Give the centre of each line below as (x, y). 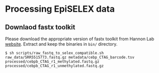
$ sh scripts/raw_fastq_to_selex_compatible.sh (55, 53)
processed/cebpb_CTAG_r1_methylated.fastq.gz (52, 62)
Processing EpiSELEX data (60, 9)
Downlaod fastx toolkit (40, 27)
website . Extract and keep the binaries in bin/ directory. (61, 44)
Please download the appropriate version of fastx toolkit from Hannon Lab (79, 39)
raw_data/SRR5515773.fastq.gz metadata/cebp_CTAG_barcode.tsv (70, 57)
